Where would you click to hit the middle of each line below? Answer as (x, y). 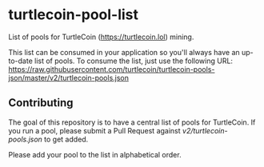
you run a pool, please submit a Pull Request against (95, 130)
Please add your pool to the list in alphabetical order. (95, 154)
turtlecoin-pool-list (73, 15)
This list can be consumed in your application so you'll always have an (124, 52)
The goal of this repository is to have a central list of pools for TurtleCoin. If (132, 122)
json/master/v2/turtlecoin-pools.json (69, 78)
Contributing (41, 103)
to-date (21, 61)
